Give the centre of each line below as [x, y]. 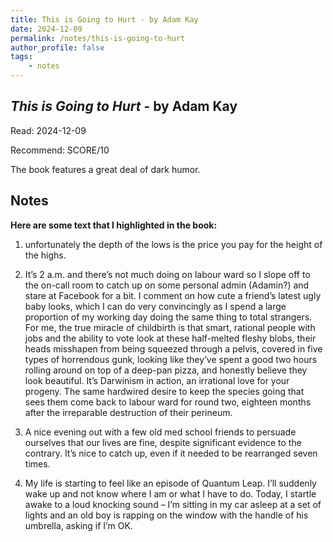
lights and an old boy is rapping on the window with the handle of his [166, 515]
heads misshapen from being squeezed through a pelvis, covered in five [173, 348]
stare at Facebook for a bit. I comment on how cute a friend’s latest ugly [173, 295]
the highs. [45, 255]
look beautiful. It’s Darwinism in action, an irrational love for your [157, 380]
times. [37, 463]
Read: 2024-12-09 [48, 130]
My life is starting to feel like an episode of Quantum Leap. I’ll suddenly [170, 483]
